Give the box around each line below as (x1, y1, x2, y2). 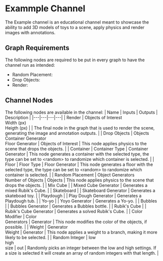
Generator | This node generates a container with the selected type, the (5, 151, 149, 157)
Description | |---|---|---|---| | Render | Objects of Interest (5, 114, 122, 120)
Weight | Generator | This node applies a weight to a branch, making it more (5, 229, 158, 235)
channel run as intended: (5, 62, 55, 68)
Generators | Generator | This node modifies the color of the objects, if (5, 219, 147, 225)
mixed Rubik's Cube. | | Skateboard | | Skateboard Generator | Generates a (5, 187, 155, 193)
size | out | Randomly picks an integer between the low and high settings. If (5, 245, 157, 251)
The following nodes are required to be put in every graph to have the (5, 57, 145, 63)
